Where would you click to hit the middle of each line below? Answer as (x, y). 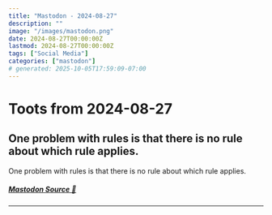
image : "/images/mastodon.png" (61, 31)
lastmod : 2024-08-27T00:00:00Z (61, 46)
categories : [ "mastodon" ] (52, 62)
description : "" (36, 24)
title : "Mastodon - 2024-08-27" (63, 16)
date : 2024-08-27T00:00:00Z (56, 39)
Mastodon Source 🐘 (42, 189)
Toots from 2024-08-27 (90, 108)
